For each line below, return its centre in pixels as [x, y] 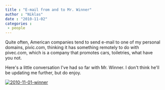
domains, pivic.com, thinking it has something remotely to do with [72, 47]
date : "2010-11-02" [27, 19]
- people [16, 28]
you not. [14, 58]
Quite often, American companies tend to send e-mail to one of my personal [83, 42]
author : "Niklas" [24, 14]
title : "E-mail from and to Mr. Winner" [49, 10]
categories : [19, 23]
